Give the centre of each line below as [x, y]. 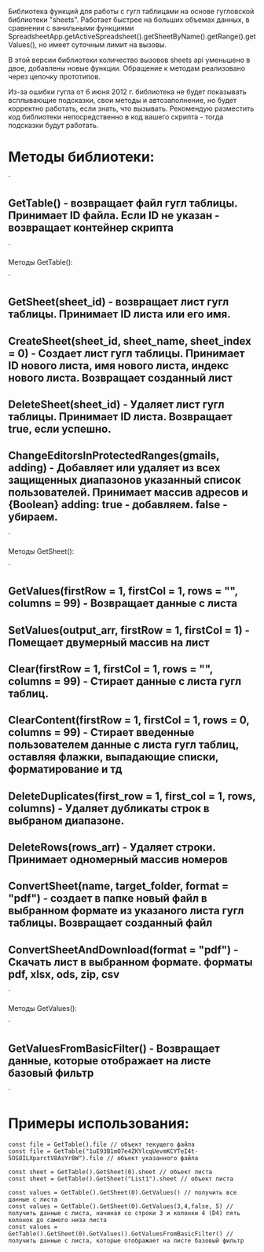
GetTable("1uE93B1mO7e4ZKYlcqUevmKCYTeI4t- [126, 1151]
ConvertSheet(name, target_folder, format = [119, 886]
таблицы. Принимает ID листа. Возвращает [121, 417]
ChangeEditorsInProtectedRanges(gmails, [114, 456]
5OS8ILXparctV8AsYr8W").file [56, 1159]
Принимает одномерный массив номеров [118, 860]
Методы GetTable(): [40, 262]
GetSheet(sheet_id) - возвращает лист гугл [119, 302]
